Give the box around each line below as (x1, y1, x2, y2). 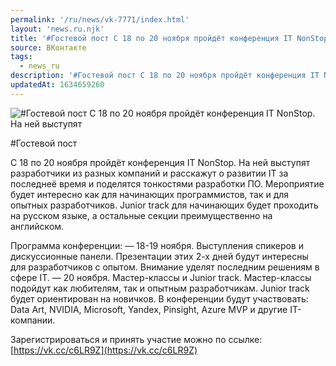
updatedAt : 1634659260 (10, 80, 105, 90)
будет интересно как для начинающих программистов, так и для (10, 188, 290, 200)
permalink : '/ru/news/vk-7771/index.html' (10, 14, 190, 25)
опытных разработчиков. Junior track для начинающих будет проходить (10, 199, 319, 211)
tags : (10, 52, 33, 62)
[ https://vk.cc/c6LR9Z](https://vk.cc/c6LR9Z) (10, 344, 198, 356)
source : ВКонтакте (10, 42, 87, 53)
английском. (10, 220, 65, 232)
